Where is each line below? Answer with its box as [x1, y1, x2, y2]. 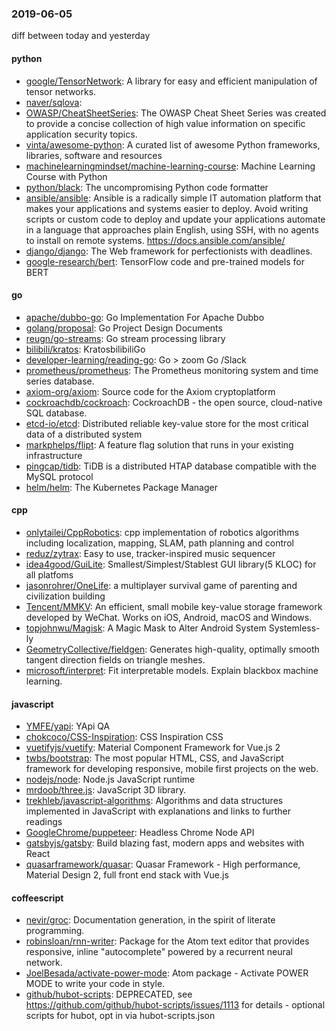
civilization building [25, 590, 106, 602]
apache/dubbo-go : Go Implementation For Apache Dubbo [25, 311, 265, 323]
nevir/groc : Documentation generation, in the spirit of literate [25, 914, 276, 926]
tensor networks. [25, 85, 97, 97]
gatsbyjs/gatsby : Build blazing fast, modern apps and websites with [25, 837, 305, 849]
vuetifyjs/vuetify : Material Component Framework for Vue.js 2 [25, 742, 281, 754]
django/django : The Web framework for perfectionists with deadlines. [25, 245, 313, 257]
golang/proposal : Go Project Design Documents [25, 322, 223, 334]
